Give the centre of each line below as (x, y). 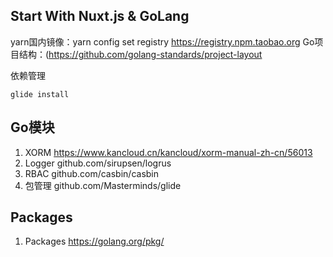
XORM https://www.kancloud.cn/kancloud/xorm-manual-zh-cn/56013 (168, 152)
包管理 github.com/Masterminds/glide (103, 185)
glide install (40, 94)
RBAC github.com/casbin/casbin (92, 173)
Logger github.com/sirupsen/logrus (98, 163)
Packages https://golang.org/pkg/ (94, 241)
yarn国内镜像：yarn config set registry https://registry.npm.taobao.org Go (162, 41)
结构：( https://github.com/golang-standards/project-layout (140, 54)
